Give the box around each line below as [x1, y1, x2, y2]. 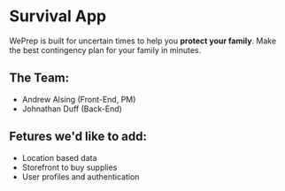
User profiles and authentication [21, 171, 140, 182]
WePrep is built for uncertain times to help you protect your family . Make [9, 35, 277, 46]
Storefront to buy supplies [21, 162, 118, 172]
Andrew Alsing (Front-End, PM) [21, 94, 136, 104]
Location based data [21, 152, 97, 163]
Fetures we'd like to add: [9, 129, 148, 144]
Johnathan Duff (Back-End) [21, 103, 122, 114]
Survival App [9, 6, 107, 27]
